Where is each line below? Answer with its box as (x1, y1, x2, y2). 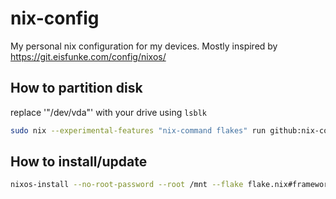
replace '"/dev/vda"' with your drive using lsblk (10, 106, 207, 118)
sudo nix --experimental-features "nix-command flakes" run (10, 125, 267, 136)
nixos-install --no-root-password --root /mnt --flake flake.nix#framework (10, 180, 333, 190)
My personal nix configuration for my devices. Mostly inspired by (10, 40, 278, 52)
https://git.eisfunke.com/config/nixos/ (10, 50, 167, 62)
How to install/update (10, 153, 148, 171)
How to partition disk (10, 80, 143, 97)
